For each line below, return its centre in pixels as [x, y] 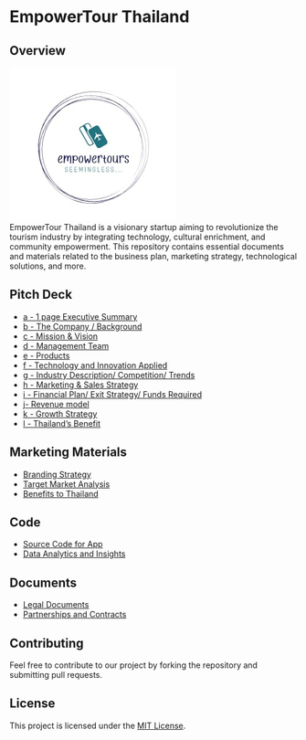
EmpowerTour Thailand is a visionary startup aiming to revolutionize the [144, 227]
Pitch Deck [41, 295]
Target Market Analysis [66, 484]
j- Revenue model [56, 404]
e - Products [46, 355]
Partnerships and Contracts [74, 615]
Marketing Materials [69, 453]
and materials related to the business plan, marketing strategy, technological [153, 256]
